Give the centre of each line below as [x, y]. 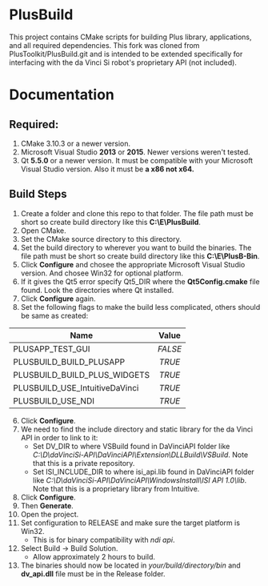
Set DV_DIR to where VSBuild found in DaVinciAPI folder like [131, 446]
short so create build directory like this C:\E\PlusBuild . [110, 222]
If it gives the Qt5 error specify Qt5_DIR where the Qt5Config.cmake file [140, 281]
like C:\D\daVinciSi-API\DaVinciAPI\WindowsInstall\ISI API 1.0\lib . [140, 480]
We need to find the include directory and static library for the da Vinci [137, 429]
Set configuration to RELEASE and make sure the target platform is [130, 523]
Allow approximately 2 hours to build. [94, 556]
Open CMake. [43, 231]
